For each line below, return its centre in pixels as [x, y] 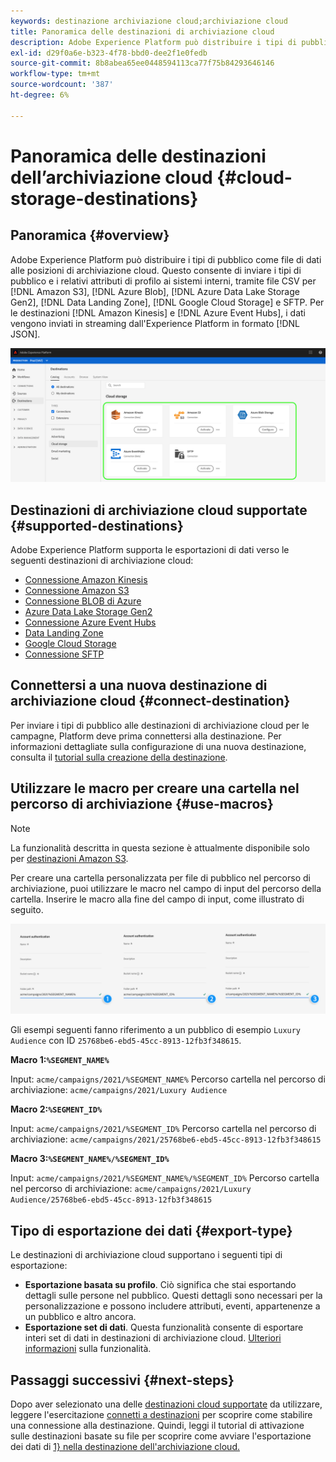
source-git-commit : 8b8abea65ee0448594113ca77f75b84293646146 [142, 63]
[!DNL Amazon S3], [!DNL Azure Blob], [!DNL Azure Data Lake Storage [155, 291]
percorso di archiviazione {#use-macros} [142, 804]
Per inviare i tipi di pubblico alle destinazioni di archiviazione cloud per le [160, 725]
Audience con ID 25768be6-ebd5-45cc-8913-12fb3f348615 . [126, 1041]
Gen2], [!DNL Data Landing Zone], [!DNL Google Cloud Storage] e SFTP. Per [167, 302]
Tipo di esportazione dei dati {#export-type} [151, 1230]
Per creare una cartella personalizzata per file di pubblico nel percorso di [160, 877]
